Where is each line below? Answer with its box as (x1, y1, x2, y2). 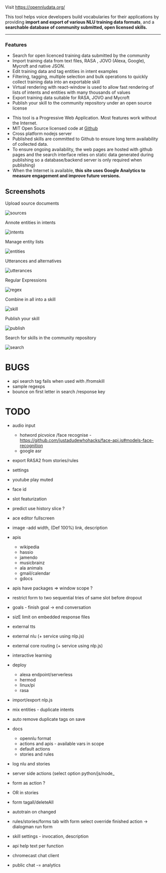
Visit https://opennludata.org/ (5, 4, 65, 10)
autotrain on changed (12, 809, 56, 815)
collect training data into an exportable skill (12, 79, 100, 85)
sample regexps (12, 384, 45, 390)
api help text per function (12, 843, 64, 849)
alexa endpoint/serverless (19, 671, 73, 677)
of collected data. (12, 141, 48, 147)
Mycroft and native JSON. (12, 63, 65, 69)
